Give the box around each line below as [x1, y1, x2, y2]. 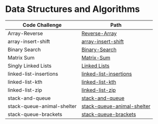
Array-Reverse [7, 30, 43, 37]
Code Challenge [22, 21, 62, 28]
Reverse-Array [81, 30, 117, 37]
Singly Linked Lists [7, 62, 51, 69]
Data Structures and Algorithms [5, 3, 140, 15]
